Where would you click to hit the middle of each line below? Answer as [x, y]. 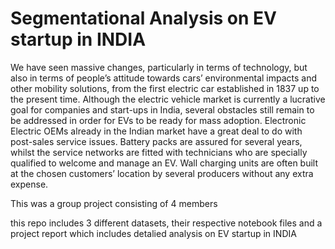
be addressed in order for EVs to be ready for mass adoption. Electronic [158, 120]
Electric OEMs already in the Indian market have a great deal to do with [156, 131]
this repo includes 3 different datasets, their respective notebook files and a [166, 223]
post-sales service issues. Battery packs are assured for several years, [156, 141]
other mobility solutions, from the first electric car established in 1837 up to [165, 88]
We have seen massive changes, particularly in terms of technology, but [159, 67]
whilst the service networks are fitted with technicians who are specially [159, 152]
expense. [29, 184]
